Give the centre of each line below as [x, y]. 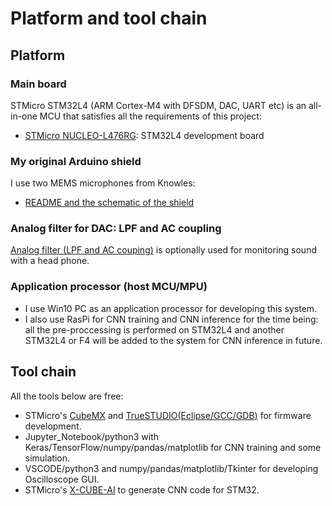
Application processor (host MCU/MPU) [109, 287]
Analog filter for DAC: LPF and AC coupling [116, 229]
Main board [38, 84]
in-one [24, 116]
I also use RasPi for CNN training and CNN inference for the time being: [171, 319]
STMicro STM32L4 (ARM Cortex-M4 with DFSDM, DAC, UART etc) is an [158, 105]
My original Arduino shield [76, 161]
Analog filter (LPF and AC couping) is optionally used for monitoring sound [163, 250]
